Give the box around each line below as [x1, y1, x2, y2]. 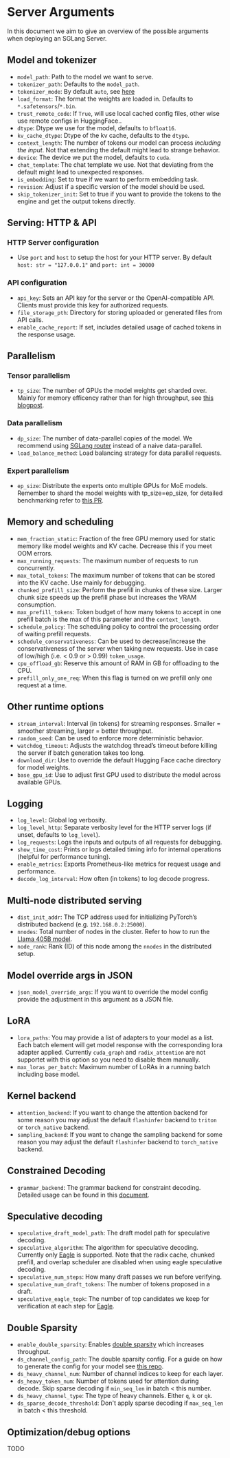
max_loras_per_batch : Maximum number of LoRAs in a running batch [16, 1062, 211, 1071]
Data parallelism [7, 418, 63, 428]
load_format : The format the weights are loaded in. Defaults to [16, 94, 194, 103]
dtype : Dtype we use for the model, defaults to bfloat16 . [16, 123, 176, 132]
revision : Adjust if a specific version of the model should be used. [16, 182, 205, 190]
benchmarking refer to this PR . [16, 496, 104, 505]
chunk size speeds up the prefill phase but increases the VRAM [16, 593, 197, 601]
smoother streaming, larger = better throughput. [16, 727, 153, 735]
